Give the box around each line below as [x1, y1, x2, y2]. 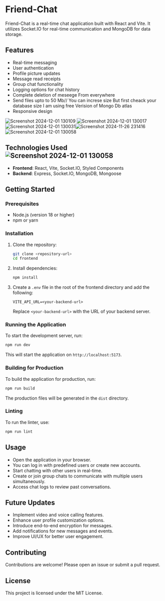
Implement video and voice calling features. [12, 512, 104, 518]
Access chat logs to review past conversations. [12, 484, 111, 490]
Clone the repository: [12, 242, 57, 248]
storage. [5, 31, 23, 37]
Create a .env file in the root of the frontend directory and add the [12, 284, 150, 290]
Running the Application [5, 321, 66, 328]
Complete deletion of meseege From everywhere [12, 92, 115, 98]
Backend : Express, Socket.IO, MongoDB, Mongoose [12, 170, 121, 176]
